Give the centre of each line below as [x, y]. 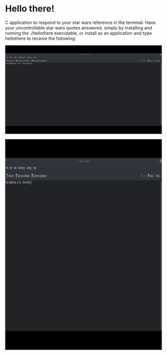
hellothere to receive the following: [41, 38]
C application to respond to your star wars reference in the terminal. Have [81, 22]
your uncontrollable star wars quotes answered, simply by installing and [79, 27]
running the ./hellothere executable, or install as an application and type [79, 33]
